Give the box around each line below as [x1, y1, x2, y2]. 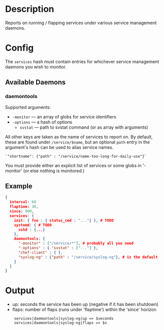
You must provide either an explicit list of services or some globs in [5, 162, 142, 168]
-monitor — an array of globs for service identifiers [12, 113, 117, 119]
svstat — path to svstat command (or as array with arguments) [19, 124, 148, 130]
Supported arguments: [5, 104, 51, 110]
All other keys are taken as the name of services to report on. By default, [5, 134, 153, 140]
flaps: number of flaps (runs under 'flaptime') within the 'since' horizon [12, 307, 157, 313]
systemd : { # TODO [14, 222, 52, 227]
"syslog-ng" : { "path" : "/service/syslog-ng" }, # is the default [18, 255, 158, 259]
